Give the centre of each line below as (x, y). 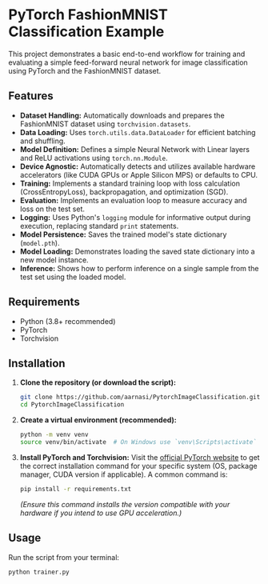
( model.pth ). (40, 242)
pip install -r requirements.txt (76, 489)
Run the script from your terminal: (64, 557)
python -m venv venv (54, 435)
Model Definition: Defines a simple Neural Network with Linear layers (135, 149)
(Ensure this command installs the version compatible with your (125, 504)
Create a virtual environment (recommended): (98, 420)
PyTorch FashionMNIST (88, 15)
